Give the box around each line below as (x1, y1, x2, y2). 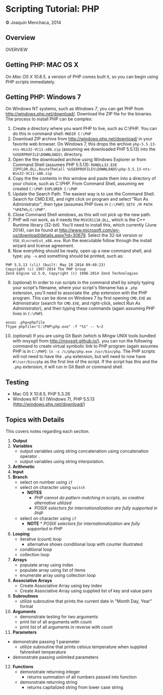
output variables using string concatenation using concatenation (19, 448, 149, 454)
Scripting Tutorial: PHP (5, 3, 99, 15)
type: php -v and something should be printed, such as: (12, 253, 124, 259)
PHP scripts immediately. (5, 79, 56, 85)
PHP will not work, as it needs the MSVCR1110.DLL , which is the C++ (12, 217, 146, 223)
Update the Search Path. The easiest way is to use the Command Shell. (12, 191, 155, 197)
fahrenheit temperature (19, 649, 66, 655)
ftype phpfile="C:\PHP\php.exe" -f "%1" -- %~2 (5, 324, 104, 329)
